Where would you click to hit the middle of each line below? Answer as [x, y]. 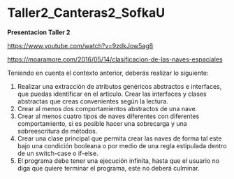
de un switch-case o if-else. [58, 153]
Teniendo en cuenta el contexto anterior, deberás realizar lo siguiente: [108, 73]
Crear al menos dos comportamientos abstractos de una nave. [107, 108]
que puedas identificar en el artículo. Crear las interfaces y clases [112, 94]
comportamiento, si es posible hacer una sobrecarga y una [102, 123]
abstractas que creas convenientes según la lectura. [93, 101]
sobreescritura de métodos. [57, 131]
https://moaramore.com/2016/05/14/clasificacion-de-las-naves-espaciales [115, 59]
